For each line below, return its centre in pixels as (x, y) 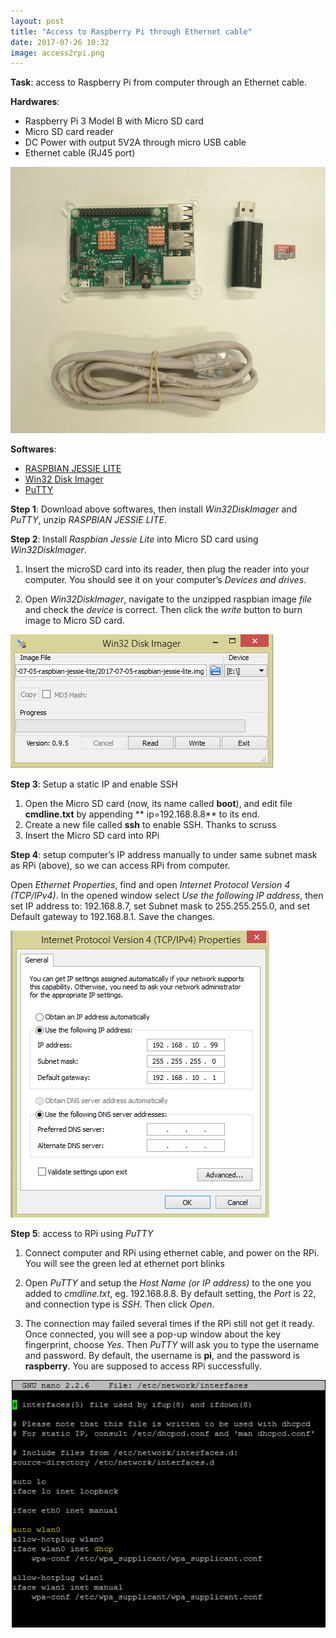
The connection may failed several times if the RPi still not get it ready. (169, 1323)
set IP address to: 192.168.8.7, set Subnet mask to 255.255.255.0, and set (160, 906)
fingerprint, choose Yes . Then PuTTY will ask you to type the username (172, 1344)
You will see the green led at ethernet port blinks (124, 1263)
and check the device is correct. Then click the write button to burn (163, 609)
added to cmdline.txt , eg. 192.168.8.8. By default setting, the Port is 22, (170, 1293)
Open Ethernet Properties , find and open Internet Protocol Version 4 (150, 884)
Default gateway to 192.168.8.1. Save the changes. (112, 916)
